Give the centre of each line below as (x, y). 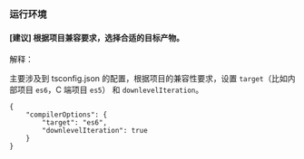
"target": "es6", (74, 123)
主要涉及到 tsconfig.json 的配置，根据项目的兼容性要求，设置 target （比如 (148, 79)
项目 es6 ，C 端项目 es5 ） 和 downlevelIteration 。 (110, 90)
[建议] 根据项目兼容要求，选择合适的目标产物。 (97, 37)
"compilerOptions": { (66, 115)
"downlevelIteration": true (95, 131)
